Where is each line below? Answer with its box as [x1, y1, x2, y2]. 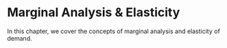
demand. [7, 34, 32, 42]
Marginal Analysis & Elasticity [7, 5, 180, 20]
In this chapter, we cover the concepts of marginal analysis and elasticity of [7, 27, 221, 35]
